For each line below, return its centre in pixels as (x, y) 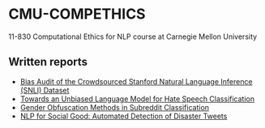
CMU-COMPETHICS (77, 14)
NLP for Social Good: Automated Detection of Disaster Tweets (124, 116)
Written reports (48, 62)
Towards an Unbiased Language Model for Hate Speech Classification (137, 99)
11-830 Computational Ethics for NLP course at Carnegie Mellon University (133, 36)
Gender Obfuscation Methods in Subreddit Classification (114, 107)
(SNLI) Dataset (45, 90)
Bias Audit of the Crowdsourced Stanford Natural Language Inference (136, 81)
